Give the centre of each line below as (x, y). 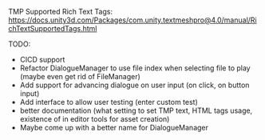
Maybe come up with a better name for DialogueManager (114, 128)
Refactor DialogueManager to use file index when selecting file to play (135, 68)
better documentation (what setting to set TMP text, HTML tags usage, (136, 110)
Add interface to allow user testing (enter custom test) (109, 102)
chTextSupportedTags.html (53, 28)
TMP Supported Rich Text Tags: (61, 12)
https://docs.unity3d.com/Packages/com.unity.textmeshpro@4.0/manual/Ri (132, 20)
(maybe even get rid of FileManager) (80, 76)
